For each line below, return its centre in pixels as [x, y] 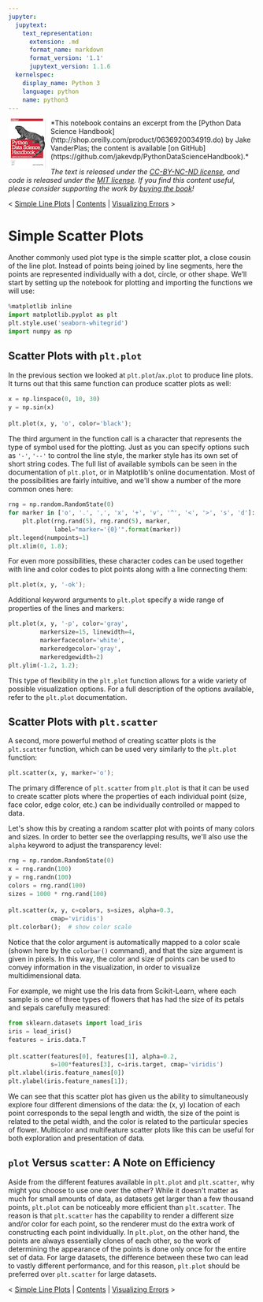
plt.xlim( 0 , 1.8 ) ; [38, 546]
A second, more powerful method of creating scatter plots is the [112, 741]
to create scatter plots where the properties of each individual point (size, [127, 797]
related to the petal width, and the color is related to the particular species [128, 1122]
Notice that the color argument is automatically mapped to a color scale [124, 943]
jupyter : [22, 17]
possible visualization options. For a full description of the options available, [131, 689]
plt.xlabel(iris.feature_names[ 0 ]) [67, 1073]
